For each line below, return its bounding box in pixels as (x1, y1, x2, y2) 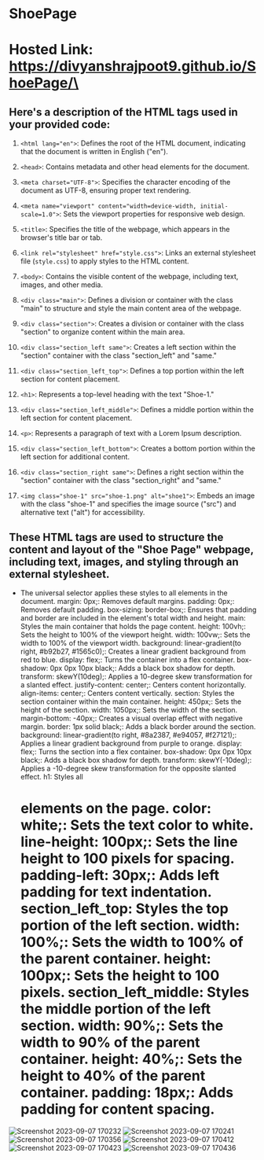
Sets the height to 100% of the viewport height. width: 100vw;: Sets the (20, 630, 251, 639)
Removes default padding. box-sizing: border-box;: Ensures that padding (20, 605, 257, 614)
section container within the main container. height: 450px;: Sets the (20, 697, 242, 706)
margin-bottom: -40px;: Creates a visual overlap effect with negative (20, 713, 243, 723)
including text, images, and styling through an (9, 555, 239, 569)
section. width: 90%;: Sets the (20, 1017, 224, 1035)
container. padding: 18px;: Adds (20, 1084, 234, 1102)
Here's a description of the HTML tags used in (9, 105, 238, 119)
